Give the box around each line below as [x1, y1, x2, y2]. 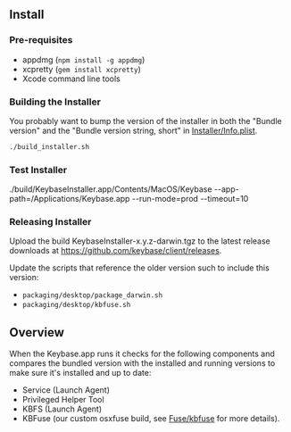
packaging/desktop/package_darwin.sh [21, 291, 163, 300]
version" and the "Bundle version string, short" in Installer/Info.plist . [9, 125, 258, 136]
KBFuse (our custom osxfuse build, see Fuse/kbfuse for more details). [21, 413, 280, 424]
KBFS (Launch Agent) [21, 403, 103, 414]
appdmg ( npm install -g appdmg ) [21, 54, 145, 65]
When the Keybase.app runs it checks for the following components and [9, 348, 275, 360]
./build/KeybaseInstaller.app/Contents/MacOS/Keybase [9, 184, 212, 195]
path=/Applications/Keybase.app [9, 194, 130, 204]
